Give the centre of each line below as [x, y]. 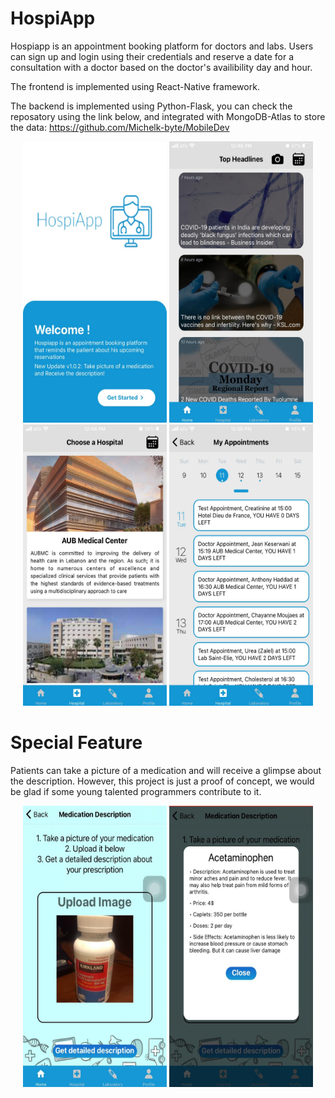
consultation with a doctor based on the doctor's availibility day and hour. [161, 67]
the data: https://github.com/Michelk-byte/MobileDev [120, 127]
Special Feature [76, 743]
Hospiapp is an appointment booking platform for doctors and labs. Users [162, 46]
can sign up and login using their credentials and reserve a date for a [152, 56]
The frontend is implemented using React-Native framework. [135, 86]
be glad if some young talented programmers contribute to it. [136, 791]
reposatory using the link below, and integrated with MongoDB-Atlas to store [168, 116]
